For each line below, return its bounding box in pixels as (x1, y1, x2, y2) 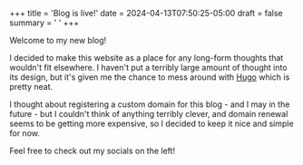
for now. (9, 128, 41, 139)
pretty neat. (9, 82, 54, 92)
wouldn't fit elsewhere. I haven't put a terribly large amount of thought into (9, 63, 288, 73)
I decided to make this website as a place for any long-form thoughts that (9, 53, 284, 63)
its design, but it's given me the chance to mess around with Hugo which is (9, 72, 290, 82)
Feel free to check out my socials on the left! (9, 145, 175, 156)
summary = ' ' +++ (9, 17, 80, 28)
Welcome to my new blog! (9, 35, 107, 45)
